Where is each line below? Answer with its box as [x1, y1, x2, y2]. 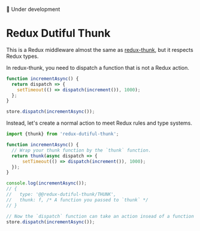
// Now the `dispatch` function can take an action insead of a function [6, 213, 195, 219]
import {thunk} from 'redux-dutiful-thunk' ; [6, 131, 119, 137]
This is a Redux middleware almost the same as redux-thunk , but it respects [6, 46, 193, 53]
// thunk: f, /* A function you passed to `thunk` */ [6, 197, 149, 203]
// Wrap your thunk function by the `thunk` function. [11, 147, 151, 153]
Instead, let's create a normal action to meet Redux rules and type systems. [6, 119, 193, 127]
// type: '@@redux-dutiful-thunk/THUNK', [6, 192, 117, 198]
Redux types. [6, 53, 39, 60]
